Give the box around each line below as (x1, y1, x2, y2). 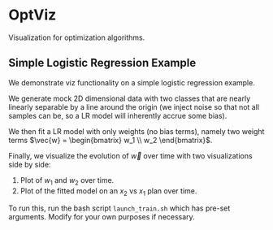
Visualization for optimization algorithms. (8, 33, 145, 42)
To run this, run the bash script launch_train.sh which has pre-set (8, 203, 231, 213)
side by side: (8, 159, 51, 169)
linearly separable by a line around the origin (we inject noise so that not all (8, 102, 260, 111)
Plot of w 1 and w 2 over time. (19, 175, 115, 187)
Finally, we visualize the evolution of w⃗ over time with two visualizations (8, 150, 253, 160)
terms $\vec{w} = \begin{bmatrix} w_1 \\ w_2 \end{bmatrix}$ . (8, 135, 213, 145)
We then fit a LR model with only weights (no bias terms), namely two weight (8, 126, 265, 136)
